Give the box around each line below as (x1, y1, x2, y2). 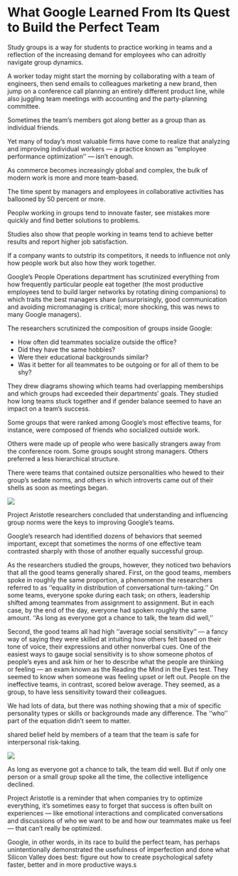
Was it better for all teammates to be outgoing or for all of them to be (17, 360, 219, 369)
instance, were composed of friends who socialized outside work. (7, 426, 200, 434)
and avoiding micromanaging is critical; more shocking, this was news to (7, 303, 220, 311)
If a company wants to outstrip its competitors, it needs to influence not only (7, 251, 231, 259)
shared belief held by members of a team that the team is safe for (7, 730, 199, 739)
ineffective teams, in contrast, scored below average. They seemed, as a (7, 680, 220, 688)
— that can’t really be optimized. (7, 823, 102, 832)
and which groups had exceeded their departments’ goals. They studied (7, 389, 219, 398)
